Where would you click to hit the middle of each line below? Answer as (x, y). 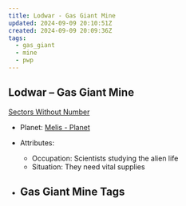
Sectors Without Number (49, 112)
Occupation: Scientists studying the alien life (105, 158)
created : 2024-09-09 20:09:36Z (60, 30)
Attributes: (37, 143)
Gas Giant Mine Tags (72, 192)
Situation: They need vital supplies (88, 166)
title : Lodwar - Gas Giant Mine (62, 16)
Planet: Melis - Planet (55, 127)
